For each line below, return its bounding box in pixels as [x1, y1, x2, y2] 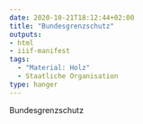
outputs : [9, 30, 42, 39]
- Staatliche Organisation [17, 72, 119, 81]
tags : [9, 55, 30, 64]
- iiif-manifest [9, 47, 70, 56]
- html [9, 38, 34, 48]
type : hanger [9, 80, 58, 89]
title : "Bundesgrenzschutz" [9, 22, 115, 31]
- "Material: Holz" [17, 64, 91, 73]
